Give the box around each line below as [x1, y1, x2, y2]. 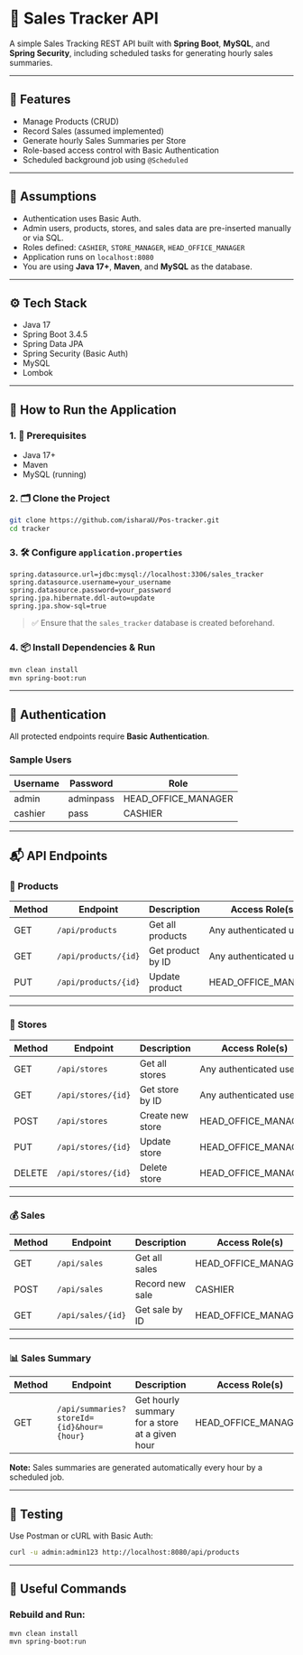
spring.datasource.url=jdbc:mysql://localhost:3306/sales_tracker [9, 570, 264, 579]
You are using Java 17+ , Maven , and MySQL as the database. [22, 261, 252, 272]
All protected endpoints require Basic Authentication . [9, 731, 210, 742]
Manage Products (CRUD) [22, 116, 120, 126]
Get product [148, 944, 200, 957]
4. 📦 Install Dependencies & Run [9, 641, 156, 654]
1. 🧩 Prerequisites [9, 429, 87, 442]
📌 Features [9, 92, 71, 108]
